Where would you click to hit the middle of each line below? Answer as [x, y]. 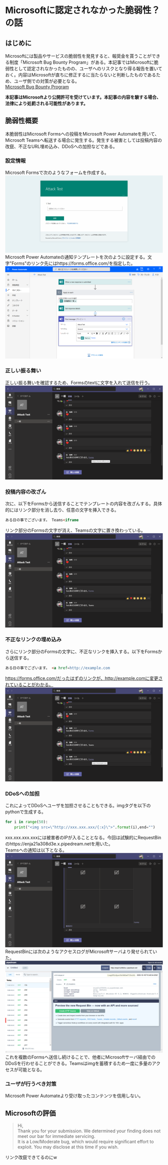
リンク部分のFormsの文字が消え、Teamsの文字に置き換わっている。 [75, 530]
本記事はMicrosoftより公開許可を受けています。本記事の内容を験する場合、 [83, 97]
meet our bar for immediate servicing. [56, 1136]
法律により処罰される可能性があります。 [47, 103]
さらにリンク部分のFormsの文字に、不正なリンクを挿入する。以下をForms [82, 651]
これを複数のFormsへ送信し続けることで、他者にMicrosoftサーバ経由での [80, 1057]
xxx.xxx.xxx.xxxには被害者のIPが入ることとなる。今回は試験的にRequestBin [83, 837]
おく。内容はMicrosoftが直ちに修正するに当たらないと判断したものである [81, 75]
